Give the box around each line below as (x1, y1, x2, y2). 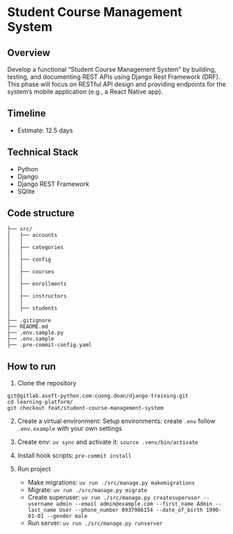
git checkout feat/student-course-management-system (7, 405, 164, 412)
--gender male (46, 513, 88, 520)
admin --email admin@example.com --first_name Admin (56, 501, 213, 508)
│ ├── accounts (7, 231, 58, 239)
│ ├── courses (7, 268, 54, 275)
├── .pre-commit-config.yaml (7, 342, 92, 349)
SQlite (17, 187, 35, 195)
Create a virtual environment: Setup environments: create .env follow (17, 417, 216, 425)
